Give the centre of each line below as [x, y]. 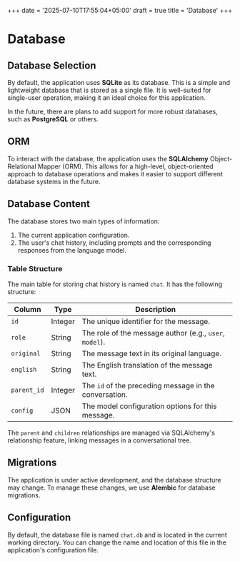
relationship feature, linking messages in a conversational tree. [99, 440]
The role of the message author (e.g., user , [153, 333]
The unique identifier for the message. [146, 321]
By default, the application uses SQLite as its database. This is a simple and [119, 82]
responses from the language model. [72, 250]
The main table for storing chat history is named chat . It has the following [115, 284]
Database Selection [52, 65]
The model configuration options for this [149, 406]
